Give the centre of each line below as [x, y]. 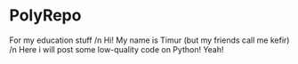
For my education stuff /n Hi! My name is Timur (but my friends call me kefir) [149, 40]
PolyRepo [45, 16]
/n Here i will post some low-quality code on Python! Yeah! [117, 49]
